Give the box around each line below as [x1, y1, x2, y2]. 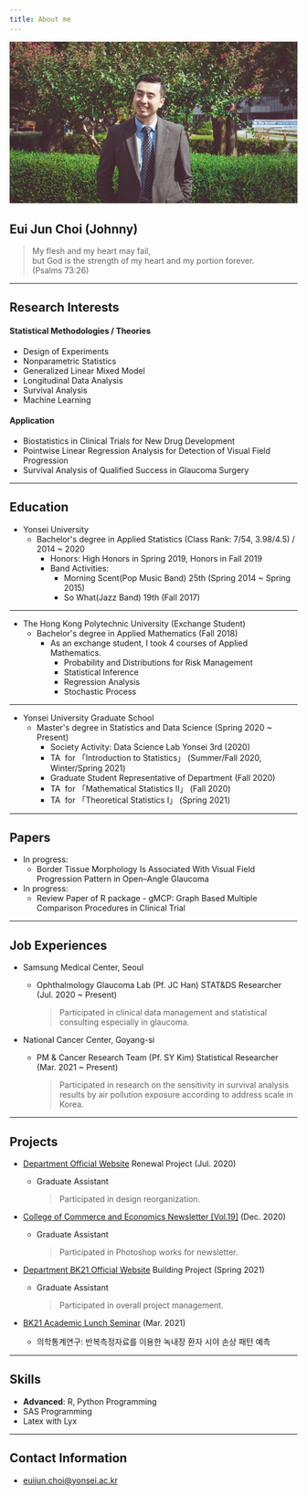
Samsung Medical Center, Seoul [22, 962, 144, 973]
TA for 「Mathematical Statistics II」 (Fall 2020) [49, 783, 231, 794]
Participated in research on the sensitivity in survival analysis [58, 1079, 290, 1090]
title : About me [9, 15, 71, 24]
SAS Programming [22, 1406, 93, 1416]
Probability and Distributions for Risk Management [63, 657, 253, 668]
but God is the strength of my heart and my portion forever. [31, 255, 255, 266]
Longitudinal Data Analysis [22, 374, 123, 385]
